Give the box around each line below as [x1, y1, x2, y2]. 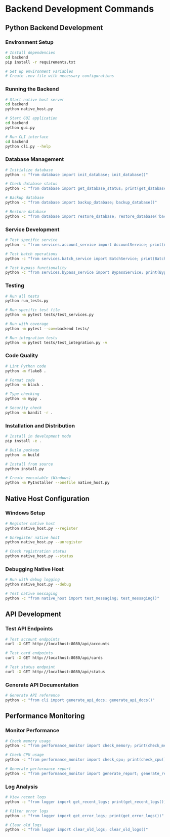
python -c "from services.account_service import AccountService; [5, 242, 148, 247]
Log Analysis [5, 783, 38, 790]
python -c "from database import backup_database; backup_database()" [5, 200, 157, 205]
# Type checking [5, 391, 39, 397]
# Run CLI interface [5, 134, 49, 139]
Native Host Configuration [5, 494, 90, 503]
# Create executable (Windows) [5, 475, 71, 481]
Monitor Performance [5, 727, 60, 734]
